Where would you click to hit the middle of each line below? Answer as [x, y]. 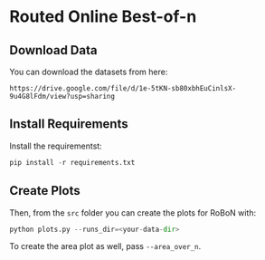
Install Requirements [69, 124]
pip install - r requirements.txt [72, 162]
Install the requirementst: [56, 146]
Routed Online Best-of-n [103, 17]
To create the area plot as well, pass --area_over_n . [105, 246]
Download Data [53, 50]
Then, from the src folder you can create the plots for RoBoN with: [133, 212]
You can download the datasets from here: [89, 72]
